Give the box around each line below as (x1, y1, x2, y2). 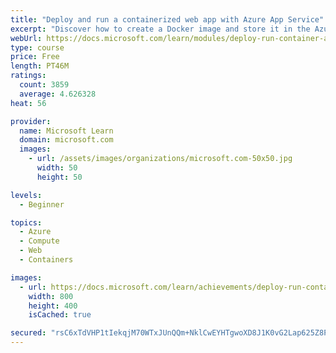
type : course (10, 42, 65, 53)
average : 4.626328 (19, 89, 97, 99)
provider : (10, 116, 52, 126)
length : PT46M (10, 61, 70, 71)
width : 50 (36, 163, 78, 173)
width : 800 (28, 291, 74, 301)
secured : (10, 328, 47, 338)
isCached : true (28, 310, 92, 320)
